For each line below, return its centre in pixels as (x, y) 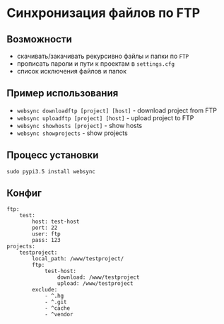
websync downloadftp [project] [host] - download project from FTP (117, 110)
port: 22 (45, 228)
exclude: (45, 290)
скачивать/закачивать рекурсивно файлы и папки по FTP (102, 56)
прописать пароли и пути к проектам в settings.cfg (95, 64)
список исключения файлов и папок (71, 71)
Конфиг (24, 193)
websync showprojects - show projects (72, 133)
